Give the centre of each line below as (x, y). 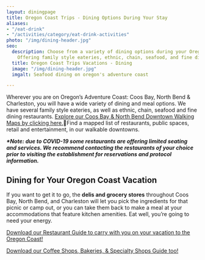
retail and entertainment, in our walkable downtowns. (73, 129)
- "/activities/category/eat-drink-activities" (68, 35)
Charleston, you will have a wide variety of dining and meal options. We (96, 104)
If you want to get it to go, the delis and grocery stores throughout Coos (98, 195)
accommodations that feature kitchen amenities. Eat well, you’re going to (98, 214)
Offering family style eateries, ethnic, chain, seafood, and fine (105, 57)
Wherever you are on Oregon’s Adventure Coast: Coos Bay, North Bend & (99, 97)
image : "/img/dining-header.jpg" (54, 69)
